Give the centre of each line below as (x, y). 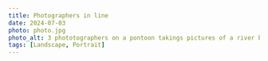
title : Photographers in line (59, 15)
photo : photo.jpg (37, 30)
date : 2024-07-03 (37, 23)
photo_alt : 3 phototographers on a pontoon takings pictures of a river (132, 38)
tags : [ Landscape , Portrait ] (57, 45)
